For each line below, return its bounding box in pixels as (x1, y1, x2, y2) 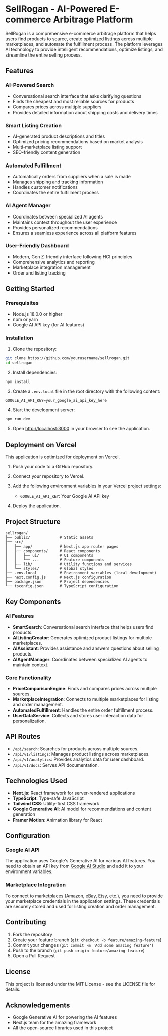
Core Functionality (5, 674, 52, 681)
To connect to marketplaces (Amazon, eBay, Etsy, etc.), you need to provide (5, 893, 163, 899)
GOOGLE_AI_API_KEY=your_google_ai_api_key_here (5, 398, 107, 403)
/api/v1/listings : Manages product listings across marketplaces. (12, 751, 150, 757)
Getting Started (5, 285, 55, 293)
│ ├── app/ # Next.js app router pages (5, 543, 119, 549)
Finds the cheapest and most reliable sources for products (12, 98, 135, 104)
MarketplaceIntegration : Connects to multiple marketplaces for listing (12, 696, 159, 702)
